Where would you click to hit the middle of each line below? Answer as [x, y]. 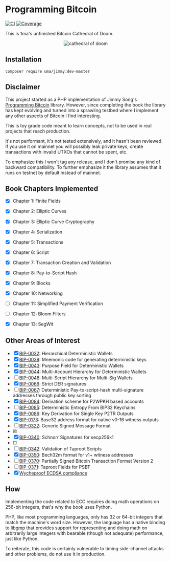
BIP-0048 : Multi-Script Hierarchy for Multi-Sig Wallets [76, 378]
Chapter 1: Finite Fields [37, 201]
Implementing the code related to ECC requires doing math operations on [82, 501]
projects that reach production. [38, 131]
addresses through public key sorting [52, 395]
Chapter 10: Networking [38, 293]
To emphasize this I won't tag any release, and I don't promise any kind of [83, 162]
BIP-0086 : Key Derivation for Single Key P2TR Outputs [76, 414]
